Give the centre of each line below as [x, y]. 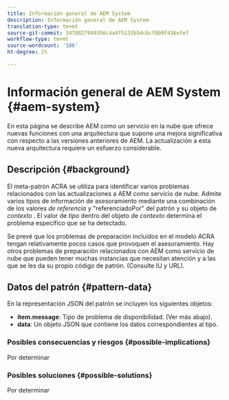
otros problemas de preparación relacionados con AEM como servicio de [111, 251]
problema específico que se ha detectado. [67, 223]
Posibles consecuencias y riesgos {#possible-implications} [109, 342]
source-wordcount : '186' [43, 46]
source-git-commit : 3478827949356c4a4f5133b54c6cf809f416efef [98, 33]
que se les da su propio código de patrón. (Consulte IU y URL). [96, 266]
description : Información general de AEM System [78, 20]
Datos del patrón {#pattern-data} [80, 287]
